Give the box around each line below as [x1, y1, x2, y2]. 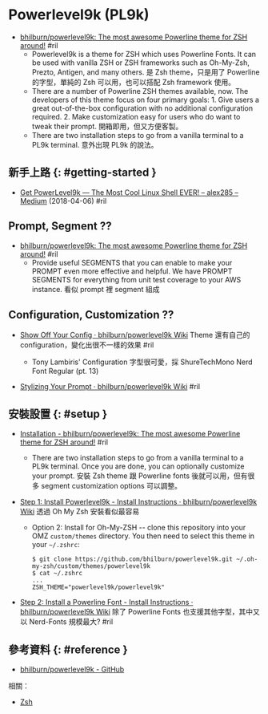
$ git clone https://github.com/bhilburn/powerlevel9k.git [31, 555, 234, 563]
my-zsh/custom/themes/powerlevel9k [31, 562, 150, 570]
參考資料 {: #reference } [8, 643, 128, 656]
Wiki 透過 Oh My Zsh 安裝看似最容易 [19, 507, 140, 517]
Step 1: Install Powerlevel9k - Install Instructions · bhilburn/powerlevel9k [19, 497, 258, 507]
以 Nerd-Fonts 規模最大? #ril [19, 617, 114, 627]
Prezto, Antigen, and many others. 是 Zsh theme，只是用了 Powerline [31, 67, 260, 77]
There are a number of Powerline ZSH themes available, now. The [31, 86, 249, 95]
